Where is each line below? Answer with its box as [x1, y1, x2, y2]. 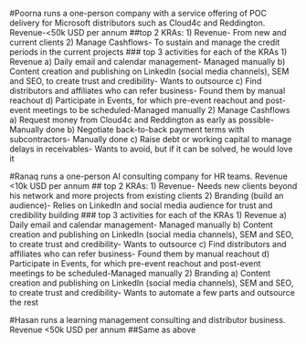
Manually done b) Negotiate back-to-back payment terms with [9, 124, 245, 135]
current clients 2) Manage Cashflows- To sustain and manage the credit [9, 36, 280, 47]
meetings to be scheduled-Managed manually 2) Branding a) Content [9, 268, 271, 278]
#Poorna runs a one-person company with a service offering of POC [9, 8, 268, 18]
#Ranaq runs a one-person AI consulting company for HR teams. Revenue [9, 171, 288, 182]
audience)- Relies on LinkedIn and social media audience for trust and [9, 200, 273, 211]
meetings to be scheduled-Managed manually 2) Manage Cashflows [32, 105, 290, 115]
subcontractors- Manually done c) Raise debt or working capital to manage [9, 134, 292, 144]
